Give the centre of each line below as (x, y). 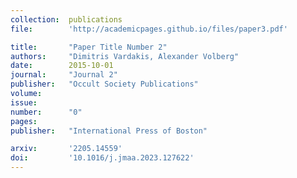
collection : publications (66, 19)
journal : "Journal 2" (64, 75)
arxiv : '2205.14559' (66, 149)
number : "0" (46, 112)
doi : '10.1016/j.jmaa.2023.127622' (102, 158)
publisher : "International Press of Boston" (109, 131)
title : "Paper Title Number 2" (89, 47)
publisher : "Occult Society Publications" (104, 84)
